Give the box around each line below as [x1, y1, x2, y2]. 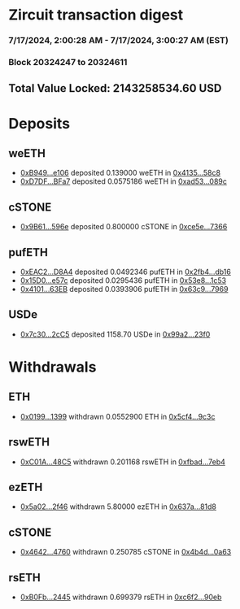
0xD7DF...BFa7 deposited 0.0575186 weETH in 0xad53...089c [20, 176, 228, 186]
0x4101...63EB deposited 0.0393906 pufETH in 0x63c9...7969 [20, 285, 229, 294]
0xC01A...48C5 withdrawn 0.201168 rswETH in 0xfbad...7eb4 [20, 457, 226, 467]
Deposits [8, 114, 71, 133]
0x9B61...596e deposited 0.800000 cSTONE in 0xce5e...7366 [20, 222, 228, 232]
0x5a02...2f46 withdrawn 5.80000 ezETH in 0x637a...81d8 [20, 502, 217, 511]
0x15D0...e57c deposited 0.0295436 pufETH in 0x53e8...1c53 [20, 276, 226, 285]
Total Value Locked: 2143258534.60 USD [8, 81, 222, 95]
